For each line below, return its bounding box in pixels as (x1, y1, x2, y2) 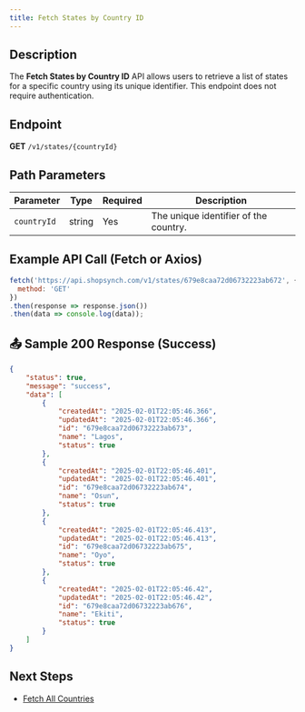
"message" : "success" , (25, 381, 112, 391)
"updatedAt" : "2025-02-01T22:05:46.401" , (57, 475, 218, 484)
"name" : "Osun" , (57, 492, 120, 501)
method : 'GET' (17, 284, 71, 294)
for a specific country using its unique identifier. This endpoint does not (9, 81, 277, 92)
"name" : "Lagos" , (57, 433, 124, 442)
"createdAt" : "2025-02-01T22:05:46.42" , (57, 584, 213, 594)
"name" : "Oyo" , (57, 551, 116, 560)
